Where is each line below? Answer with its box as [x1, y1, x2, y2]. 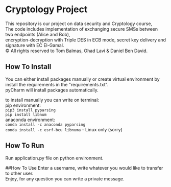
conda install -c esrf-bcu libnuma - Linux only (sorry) [5, 126, 123, 132]
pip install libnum [5, 112, 47, 117]
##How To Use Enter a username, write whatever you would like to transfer [5, 165, 163, 171]
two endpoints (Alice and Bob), [5, 31, 70, 37]
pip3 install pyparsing [5, 107, 56, 113]
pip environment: [5, 102, 41, 108]
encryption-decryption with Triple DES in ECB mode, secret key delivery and [5, 37, 166, 43]
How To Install [5, 62, 52, 71]
